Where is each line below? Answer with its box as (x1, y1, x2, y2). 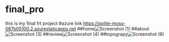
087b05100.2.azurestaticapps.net (5, 25, 77, 31)
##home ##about (77, 25, 150, 31)
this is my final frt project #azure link (5, 20, 83, 26)
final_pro (5, 4, 44, 15)
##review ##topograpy (43, 31, 128, 37)
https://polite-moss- (83, 20, 126, 26)
